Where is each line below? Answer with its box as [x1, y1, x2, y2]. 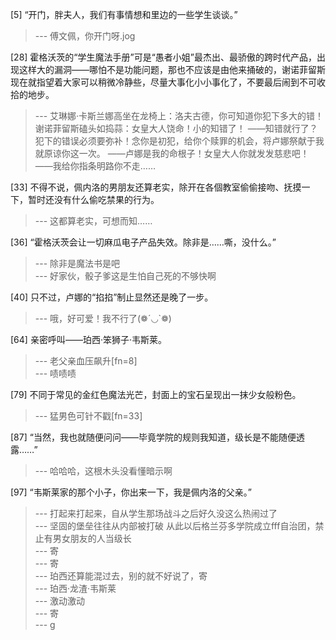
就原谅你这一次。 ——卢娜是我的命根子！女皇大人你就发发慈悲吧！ [34, 148, 310, 159]
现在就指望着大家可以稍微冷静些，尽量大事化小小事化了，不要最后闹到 [10, 76, 300, 88]
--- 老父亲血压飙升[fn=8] [34, 355, 138, 367]
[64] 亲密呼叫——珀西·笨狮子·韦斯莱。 [10, 334, 167, 345]
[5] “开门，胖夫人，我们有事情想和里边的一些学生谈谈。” [10, 9, 238, 20]
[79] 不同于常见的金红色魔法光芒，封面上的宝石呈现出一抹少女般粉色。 [10, 389, 302, 400]
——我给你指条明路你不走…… [34, 160, 156, 172]
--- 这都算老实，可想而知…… [34, 215, 153, 227]
